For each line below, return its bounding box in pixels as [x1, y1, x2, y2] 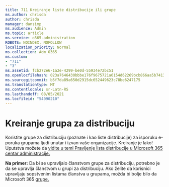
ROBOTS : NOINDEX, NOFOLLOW [5, 40, 62, 45]
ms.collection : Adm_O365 [5, 49, 57, 54]
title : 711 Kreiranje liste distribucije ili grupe [5, 7, 116, 13]
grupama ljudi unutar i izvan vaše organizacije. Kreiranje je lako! [21, 140, 153, 146]
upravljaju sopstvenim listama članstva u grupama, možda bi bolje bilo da [5, 171, 157, 177]
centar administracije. [5, 150, 50, 156]
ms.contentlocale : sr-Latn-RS [5, 86, 69, 92]
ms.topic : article [5, 31, 44, 36]
